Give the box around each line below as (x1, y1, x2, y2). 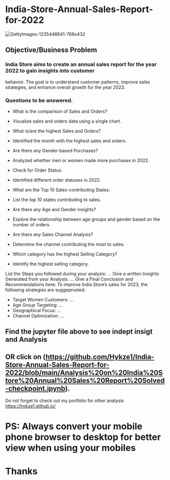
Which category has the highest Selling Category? (12, 251, 117, 257)
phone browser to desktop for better (5, 431, 161, 443)
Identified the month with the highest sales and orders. (12, 138, 127, 144)
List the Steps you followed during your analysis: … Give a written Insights (5, 270, 159, 276)
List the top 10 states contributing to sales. (12, 196, 101, 203)
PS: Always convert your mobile (5, 421, 143, 432)
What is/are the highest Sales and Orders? (12, 128, 101, 134)
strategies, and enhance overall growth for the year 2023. (5, 84, 125, 90)
